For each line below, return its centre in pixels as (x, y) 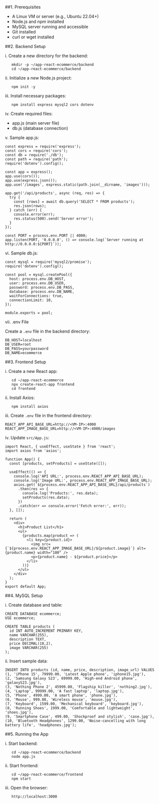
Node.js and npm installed (38, 22)
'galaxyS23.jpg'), (23, 683)
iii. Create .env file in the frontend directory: (48, 416)
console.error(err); (34, 214)
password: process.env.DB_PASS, (42, 288)
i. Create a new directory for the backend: (47, 56)
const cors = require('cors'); (36, 151)
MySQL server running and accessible (50, 27)
